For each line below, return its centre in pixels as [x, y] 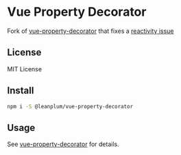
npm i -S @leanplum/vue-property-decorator [70, 106]
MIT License [25, 69]
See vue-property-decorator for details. [63, 144]
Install [21, 91]
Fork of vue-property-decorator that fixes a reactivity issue [90, 31]
